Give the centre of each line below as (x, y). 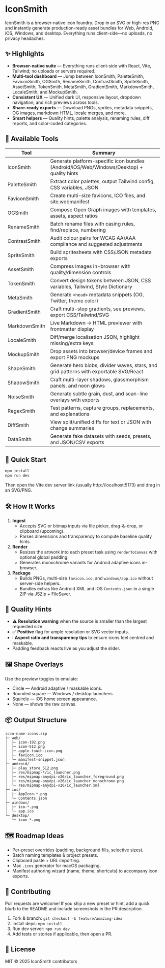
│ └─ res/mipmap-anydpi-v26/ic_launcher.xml (52, 786)
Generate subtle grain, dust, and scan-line (99, 393)
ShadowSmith (24, 383)
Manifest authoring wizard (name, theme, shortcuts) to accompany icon (85, 871)
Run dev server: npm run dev (41, 929)
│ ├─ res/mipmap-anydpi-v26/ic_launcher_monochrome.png (65, 781)
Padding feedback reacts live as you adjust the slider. (66, 648)
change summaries (72, 428)
